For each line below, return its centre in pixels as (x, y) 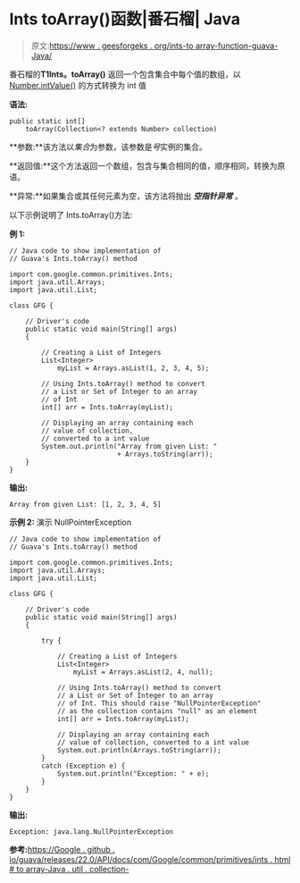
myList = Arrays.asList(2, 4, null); (143, 672)
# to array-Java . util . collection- (69, 869)
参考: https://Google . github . (62, 849)
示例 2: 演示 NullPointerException (71, 522)
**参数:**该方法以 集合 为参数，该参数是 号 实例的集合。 (108, 147)
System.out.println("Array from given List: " (129, 446)
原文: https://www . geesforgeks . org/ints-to (112, 46)
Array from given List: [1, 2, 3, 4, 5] (86, 504)
